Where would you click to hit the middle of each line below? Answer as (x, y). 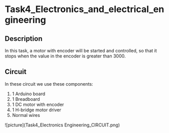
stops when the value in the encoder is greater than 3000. (65, 56)
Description (24, 39)
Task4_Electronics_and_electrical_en (85, 9)
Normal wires (26, 115)
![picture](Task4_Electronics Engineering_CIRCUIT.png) (62, 125)
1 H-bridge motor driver (37, 110)
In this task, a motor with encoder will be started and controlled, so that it (81, 51)
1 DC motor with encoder (38, 104)
